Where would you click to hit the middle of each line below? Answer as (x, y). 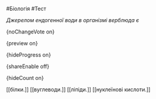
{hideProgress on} (29, 55)
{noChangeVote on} (30, 32)
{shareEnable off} (28, 66)
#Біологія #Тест (26, 9)
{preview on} (22, 43)
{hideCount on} (25, 78)
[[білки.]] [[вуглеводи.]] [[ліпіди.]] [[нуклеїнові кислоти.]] (78, 89)
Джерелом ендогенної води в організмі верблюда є (73, 20)
